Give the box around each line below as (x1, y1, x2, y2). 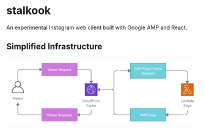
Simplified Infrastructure (6, 41, 103, 52)
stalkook (6, 4, 51, 18)
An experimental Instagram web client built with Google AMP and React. (6, 24, 188, 31)
